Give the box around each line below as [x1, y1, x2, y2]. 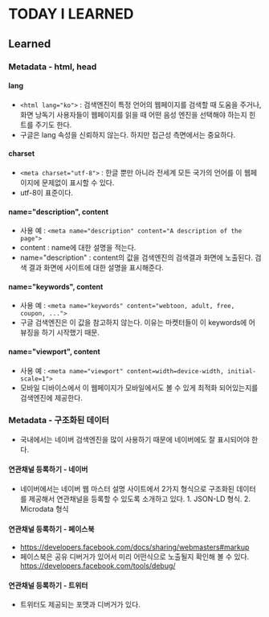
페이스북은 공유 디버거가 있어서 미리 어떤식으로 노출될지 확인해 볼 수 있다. [19, 552, 250, 561]
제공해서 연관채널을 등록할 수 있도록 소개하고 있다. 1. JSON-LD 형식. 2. [28, 494, 251, 504]
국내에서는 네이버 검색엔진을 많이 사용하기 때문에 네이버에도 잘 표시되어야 [19, 434, 251, 444]
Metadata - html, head [8, 61, 97, 72]
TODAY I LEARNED [8, 5, 134, 23]
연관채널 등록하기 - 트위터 [8, 580, 88, 590]
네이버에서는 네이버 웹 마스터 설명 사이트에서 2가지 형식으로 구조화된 [19, 484, 235, 494]
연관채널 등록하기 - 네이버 [8, 464, 88, 475]
